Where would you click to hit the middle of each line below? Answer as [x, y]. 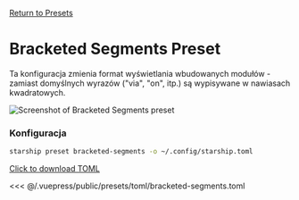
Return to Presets [41, 13]
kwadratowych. [37, 92]
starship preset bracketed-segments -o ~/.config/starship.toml [131, 152]
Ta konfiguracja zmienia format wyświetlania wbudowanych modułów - [140, 73]
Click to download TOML [55, 169]
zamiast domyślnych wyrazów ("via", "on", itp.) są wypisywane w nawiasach [150, 83]
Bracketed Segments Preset [115, 49]
